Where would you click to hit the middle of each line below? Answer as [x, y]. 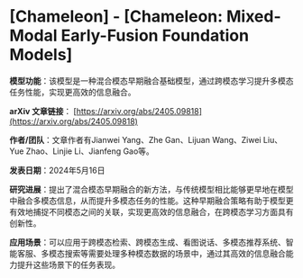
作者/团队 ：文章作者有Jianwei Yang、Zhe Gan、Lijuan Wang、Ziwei [135, 139]
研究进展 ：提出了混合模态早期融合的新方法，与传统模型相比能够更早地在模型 [151, 189]
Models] [41, 55]
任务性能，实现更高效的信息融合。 [73, 92]
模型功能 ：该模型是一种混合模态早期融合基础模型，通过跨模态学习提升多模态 [151, 81]
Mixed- [254, 17]
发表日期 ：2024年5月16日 [57, 170]
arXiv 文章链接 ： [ [43, 111]
